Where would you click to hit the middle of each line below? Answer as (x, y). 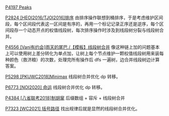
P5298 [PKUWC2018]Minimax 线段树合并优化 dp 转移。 (63, 77)
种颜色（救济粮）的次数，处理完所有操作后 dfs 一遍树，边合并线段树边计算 (82, 60)
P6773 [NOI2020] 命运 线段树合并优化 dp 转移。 (55, 87)
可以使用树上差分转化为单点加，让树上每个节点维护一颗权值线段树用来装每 (87, 53)
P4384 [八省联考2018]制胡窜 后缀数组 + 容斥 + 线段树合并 (65, 98)
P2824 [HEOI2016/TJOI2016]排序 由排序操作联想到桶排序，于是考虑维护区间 (84, 18)
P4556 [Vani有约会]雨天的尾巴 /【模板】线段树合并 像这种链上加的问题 (78, 47)
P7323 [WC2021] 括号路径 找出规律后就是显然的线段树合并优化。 (73, 108)
